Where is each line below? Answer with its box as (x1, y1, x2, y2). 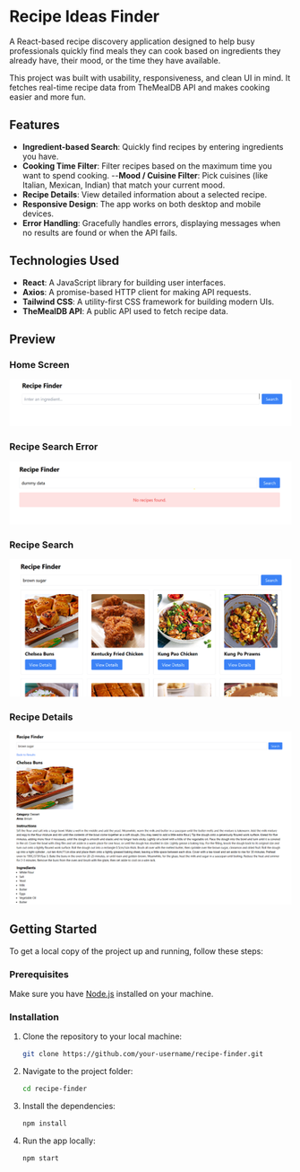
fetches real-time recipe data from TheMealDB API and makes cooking (9, 82, 270, 92)
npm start (21, 1154, 60, 1163)
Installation (9, 1011, 60, 1023)
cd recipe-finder (21, 1084, 88, 1094)
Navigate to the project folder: (21, 1066, 133, 1077)
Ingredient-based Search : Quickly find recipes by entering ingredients (21, 141, 284, 152)
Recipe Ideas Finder (9, 6, 159, 27)
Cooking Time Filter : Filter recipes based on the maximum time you (21, 160, 273, 171)
